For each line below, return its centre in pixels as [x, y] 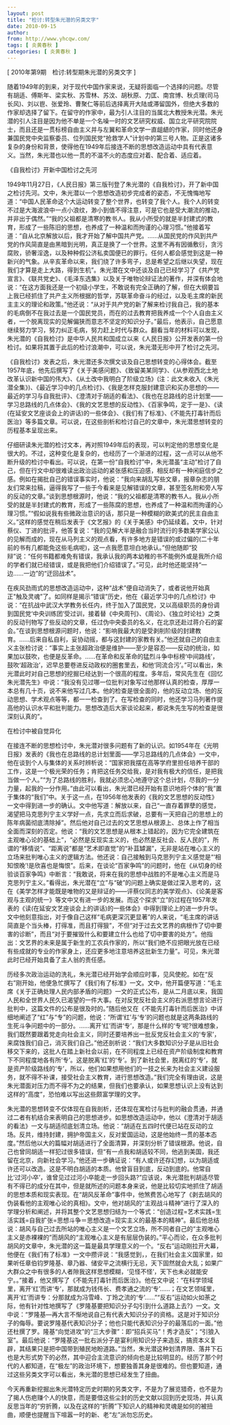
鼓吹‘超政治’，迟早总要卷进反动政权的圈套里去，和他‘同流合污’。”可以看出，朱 [115, 665]
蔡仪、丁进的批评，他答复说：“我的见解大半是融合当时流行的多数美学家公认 [114, 530]
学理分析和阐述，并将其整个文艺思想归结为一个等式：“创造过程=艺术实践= [111, 1211]
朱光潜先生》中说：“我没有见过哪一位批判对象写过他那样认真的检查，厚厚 [111, 682]
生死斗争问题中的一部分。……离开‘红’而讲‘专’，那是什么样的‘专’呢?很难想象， [115, 1025]
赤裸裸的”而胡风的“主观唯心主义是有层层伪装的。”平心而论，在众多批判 [124, 1237]
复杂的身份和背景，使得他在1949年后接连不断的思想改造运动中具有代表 [107, 146]
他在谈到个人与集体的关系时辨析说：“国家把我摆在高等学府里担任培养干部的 [114, 762]
